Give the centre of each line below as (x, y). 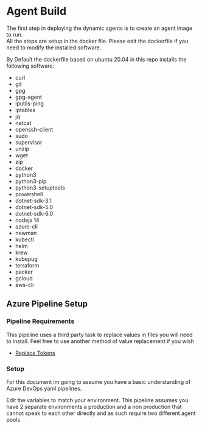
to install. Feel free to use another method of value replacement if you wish (100, 341)
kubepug (26, 259)
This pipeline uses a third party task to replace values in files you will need (99, 335)
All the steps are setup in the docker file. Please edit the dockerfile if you (97, 41)
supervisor (29, 142)
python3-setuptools (40, 188)
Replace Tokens (35, 353)
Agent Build (37, 11)
